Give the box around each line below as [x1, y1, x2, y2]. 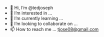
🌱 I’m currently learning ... [9, 15, 63, 21]
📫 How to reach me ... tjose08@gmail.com [9, 26, 99, 32]
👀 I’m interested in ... [9, 10, 52, 16]
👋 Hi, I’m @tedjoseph [9, 5, 53, 10]
